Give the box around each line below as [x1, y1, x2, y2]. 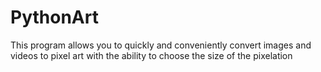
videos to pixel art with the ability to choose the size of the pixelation [10, 49, 293, 61]
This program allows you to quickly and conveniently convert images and [10, 39, 312, 51]
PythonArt [10, 6, 99, 29]
